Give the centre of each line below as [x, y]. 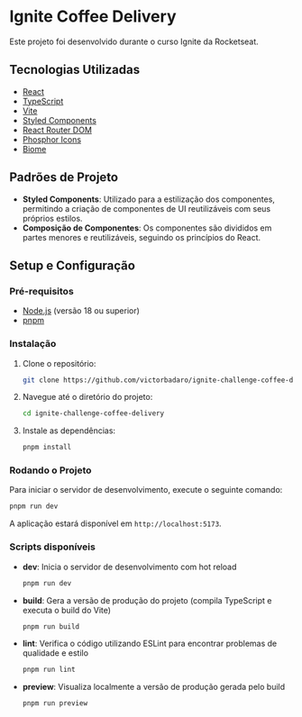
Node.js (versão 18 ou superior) [81, 311]
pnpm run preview [55, 703]
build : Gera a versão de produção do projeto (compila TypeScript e [147, 600]
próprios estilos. [52, 218]
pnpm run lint [49, 670]
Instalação [33, 344]
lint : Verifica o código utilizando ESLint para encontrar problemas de [150, 644]
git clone [41, 380]
